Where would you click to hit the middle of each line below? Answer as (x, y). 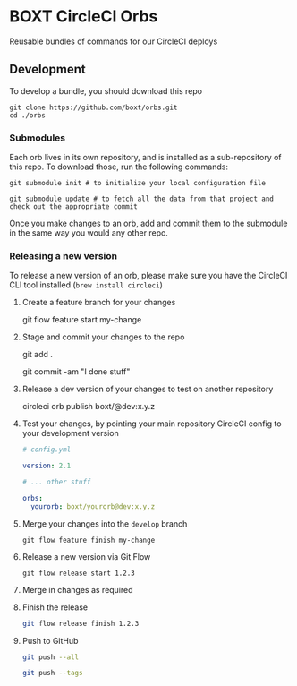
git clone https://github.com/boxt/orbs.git (93, 107)
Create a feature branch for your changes (99, 303)
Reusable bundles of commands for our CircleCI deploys (114, 41)
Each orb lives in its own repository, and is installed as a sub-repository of (145, 158)
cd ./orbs (28, 115)
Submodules (38, 138)
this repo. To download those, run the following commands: (119, 167)
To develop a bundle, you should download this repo (106, 90)
